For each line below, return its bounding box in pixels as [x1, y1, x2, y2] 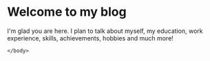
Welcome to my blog [7, 4, 127, 20]
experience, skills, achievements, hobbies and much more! [7, 34, 174, 42]
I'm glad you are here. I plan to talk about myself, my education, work [7, 27, 203, 35]
